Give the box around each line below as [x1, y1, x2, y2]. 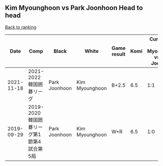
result [111, 51, 126, 57]
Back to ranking [5, 24, 36, 30]
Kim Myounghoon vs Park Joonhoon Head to [5, 4, 143, 12]
